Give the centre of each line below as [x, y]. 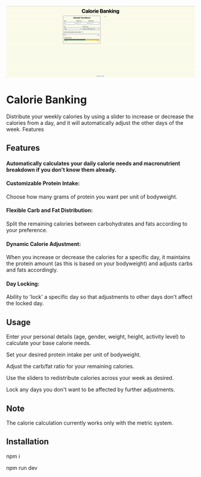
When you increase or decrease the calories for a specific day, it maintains [98, 257]
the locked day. [25, 304]
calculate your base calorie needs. [49, 343]
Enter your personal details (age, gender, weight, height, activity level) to [96, 337]
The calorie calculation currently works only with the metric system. [90, 423]
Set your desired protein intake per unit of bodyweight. [74, 355]
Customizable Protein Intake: [43, 184]
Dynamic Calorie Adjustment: [44, 244]
